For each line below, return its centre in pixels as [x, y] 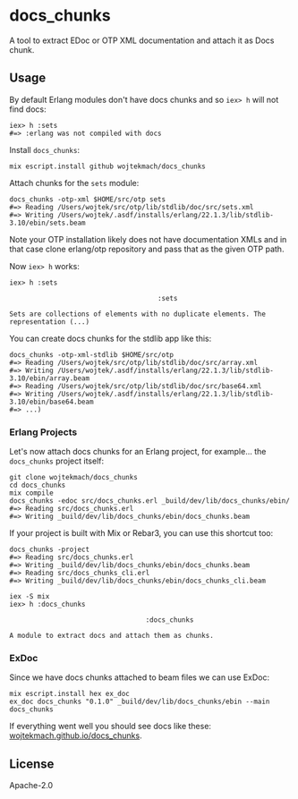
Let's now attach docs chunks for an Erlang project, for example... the [138, 452]
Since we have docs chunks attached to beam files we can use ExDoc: [140, 677]
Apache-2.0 [31, 786]
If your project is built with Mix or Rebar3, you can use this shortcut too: [141, 533]
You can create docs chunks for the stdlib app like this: [111, 338]
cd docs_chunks [38, 485]
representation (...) [50, 322]
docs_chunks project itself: [57, 461]
